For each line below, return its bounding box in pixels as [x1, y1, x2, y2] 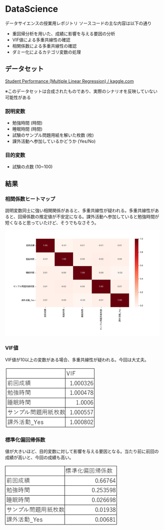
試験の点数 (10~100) [12, 164, 53, 170]
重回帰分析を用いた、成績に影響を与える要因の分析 [12, 30, 116, 36]
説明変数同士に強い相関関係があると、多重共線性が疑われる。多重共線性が [5, 207, 155, 214]
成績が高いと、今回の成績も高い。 [5, 454, 74, 460]
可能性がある [5, 94, 31, 100]
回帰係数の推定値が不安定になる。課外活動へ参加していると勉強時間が [18, 214, 160, 220]
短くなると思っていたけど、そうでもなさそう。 [5, 220, 99, 226]
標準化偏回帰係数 [5, 436, 46, 443]
